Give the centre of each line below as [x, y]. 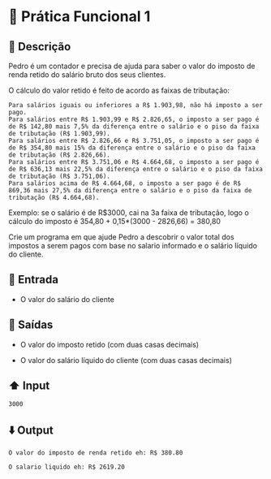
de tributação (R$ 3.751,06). [60, 176]
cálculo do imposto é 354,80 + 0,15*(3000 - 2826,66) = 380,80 [115, 221]
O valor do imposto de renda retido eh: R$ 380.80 [96, 453]
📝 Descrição [40, 47]
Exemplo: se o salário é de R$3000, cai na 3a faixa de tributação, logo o [129, 213]
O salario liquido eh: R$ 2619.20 [67, 467]
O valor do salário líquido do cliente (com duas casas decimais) [126, 360]
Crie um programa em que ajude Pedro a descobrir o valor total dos [121, 237]
